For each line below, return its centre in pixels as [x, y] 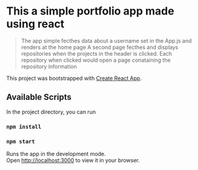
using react [35, 24]
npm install [24, 126]
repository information [49, 66]
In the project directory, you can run [51, 112]
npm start [21, 141]
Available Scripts [39, 97]
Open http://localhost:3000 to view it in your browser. [73, 160]
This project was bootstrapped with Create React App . [74, 78]
